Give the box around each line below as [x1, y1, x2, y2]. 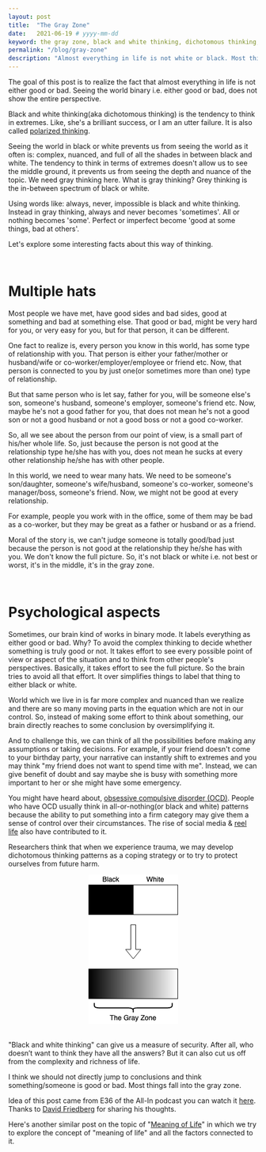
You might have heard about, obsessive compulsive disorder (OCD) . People [8, 793, 255, 802]
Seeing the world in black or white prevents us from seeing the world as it [8, 142, 249, 150]
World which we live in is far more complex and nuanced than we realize [8, 695, 245, 704]
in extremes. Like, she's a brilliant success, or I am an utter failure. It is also [8, 118, 253, 127]
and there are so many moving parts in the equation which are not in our [8, 703, 244, 713]
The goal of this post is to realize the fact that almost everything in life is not [8, 78, 256, 86]
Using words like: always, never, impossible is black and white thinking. [8, 199, 241, 208]
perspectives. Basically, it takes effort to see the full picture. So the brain [8, 663, 245, 673]
